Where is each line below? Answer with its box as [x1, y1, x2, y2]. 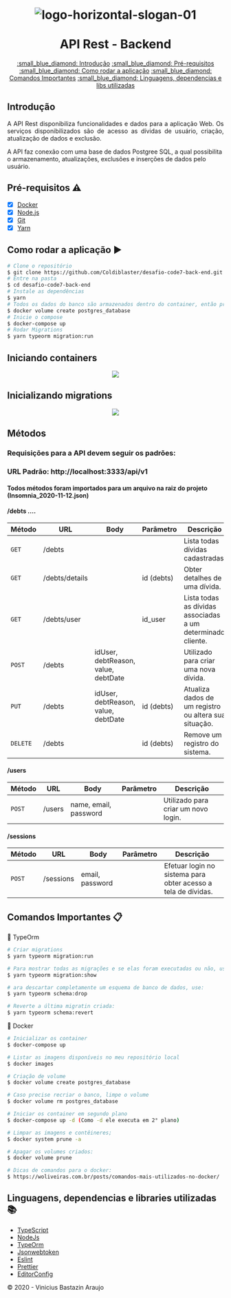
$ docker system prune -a [7, 1135, 81, 1143]
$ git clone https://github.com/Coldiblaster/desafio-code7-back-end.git [7, 269, 223, 276]
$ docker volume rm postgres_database [7, 1098, 118, 1105]
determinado [183, 627, 225, 637]
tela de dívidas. [164, 887, 213, 897]
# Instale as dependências [7, 288, 85, 295]
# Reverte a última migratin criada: [7, 1003, 115, 1010]
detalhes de [183, 573, 222, 582]
